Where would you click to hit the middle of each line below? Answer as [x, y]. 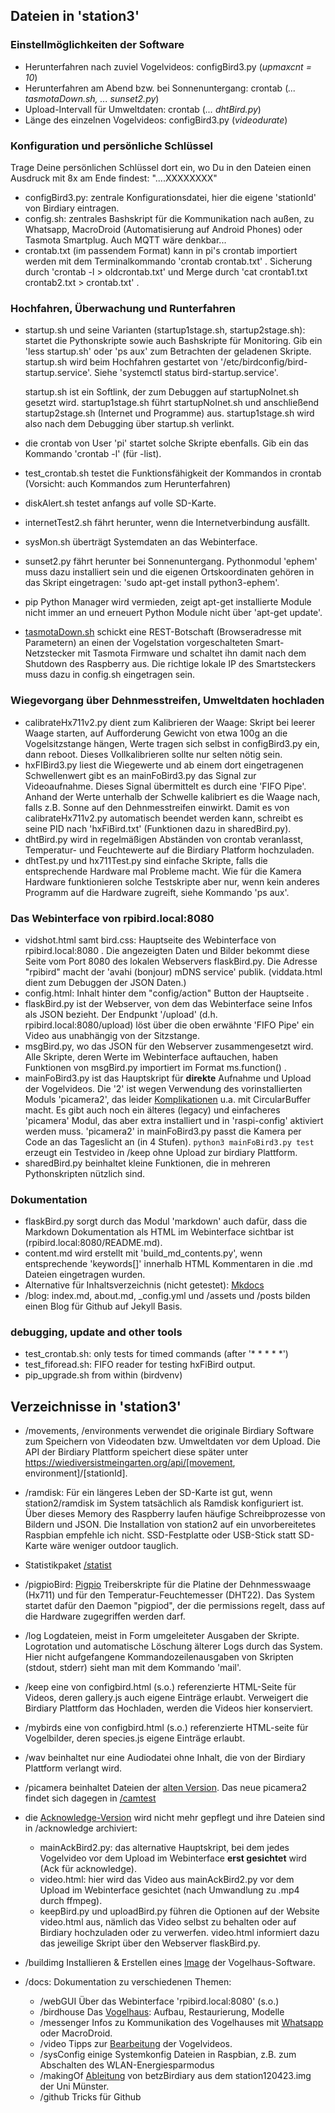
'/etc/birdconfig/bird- [264, 362]
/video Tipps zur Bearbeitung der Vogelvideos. [136, 2044]
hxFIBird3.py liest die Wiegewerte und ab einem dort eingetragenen [164, 765]
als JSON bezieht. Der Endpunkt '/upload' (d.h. [121, 1014]
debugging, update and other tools [96, 1332]
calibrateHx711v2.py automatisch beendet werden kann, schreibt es [164, 818]
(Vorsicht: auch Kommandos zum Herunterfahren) [128, 484]
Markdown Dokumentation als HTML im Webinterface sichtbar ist [159, 1232]
